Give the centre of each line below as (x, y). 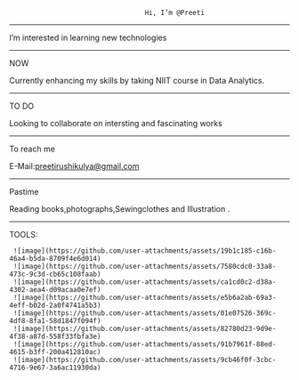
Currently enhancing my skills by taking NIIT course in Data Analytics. (137, 81)
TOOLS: (24, 234)
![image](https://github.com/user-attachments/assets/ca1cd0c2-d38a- (145, 282)
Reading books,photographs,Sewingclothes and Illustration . (120, 209)
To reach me (32, 149)
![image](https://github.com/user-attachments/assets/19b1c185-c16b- (145, 251)
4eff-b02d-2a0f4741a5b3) (55, 305)
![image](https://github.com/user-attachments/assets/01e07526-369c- (145, 313)
